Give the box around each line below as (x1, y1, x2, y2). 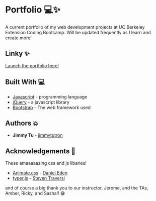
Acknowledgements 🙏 (5, 147, 76, 155)
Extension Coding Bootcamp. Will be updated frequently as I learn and (5, 29, 151, 35)
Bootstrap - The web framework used (12, 104, 91, 111)
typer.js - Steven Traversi (12, 175, 65, 181)
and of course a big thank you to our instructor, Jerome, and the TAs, (5, 185, 148, 191)
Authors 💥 (5, 119, 39, 127)
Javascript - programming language (12, 93, 88, 99)
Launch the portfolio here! (5, 62, 59, 68)
